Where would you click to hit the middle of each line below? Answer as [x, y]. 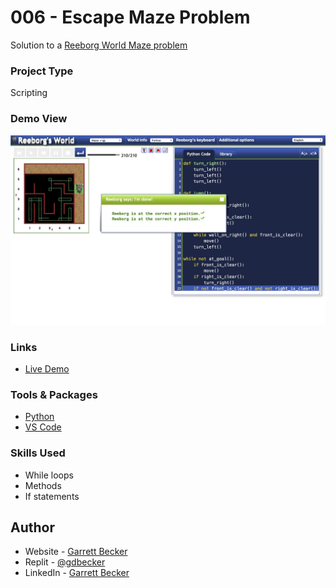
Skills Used [38, 453]
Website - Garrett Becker [76, 552]
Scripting [29, 93]
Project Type [42, 71]
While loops [49, 475]
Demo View [39, 119]
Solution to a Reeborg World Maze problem [99, 45]
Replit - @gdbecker [65, 562]
